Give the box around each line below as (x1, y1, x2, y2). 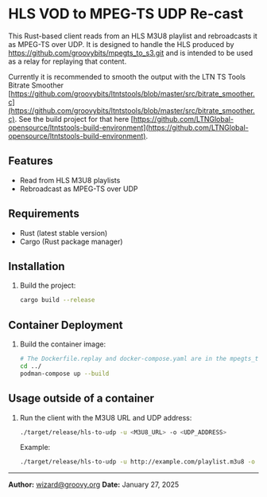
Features (8, 155, 53, 168)
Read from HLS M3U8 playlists (19, 175, 121, 185)
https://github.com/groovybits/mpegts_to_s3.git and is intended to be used (8, 48, 253, 57)
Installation (8, 260, 65, 273)
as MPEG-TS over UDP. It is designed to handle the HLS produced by (8, 39, 234, 49)
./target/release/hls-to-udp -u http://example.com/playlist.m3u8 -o (19, 458, 256, 466)
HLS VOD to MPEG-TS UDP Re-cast (8, 5, 244, 23)
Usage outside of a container (8, 392, 155, 405)
